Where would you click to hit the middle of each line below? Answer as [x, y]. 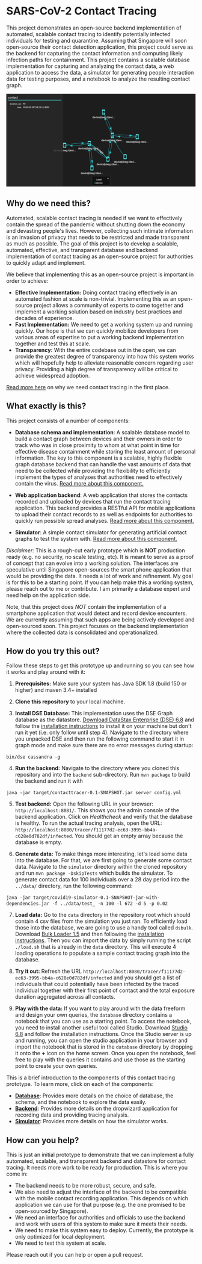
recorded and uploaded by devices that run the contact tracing [93, 501]
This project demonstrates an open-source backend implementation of [94, 28]
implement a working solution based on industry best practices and [98, 312]
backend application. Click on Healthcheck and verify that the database [104, 817]
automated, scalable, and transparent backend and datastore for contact [96, 1161]
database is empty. [38, 842]
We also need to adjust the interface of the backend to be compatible [101, 1192]
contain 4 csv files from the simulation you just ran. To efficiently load [101, 921]
